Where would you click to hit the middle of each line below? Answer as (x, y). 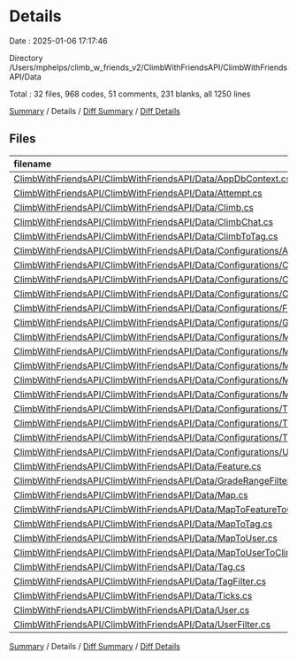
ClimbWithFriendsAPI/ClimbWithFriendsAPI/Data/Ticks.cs (133, 595)
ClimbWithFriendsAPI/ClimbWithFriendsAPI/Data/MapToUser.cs (146, 538)
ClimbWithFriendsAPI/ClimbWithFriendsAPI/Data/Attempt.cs (138, 193)
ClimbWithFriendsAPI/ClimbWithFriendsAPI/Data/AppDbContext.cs (152, 179)
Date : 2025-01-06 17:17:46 (58, 41)
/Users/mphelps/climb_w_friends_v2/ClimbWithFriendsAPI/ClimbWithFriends (148, 67)
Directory (26, 58)
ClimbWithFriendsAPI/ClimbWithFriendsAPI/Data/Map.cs (131, 495)
